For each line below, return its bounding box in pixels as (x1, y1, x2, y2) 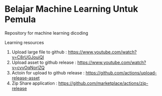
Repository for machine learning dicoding (4, 30, 89, 36)
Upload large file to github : (11, 49, 67, 55)
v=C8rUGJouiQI (11, 54, 44, 60)
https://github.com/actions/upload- (85, 70, 157, 75)
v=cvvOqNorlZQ (11, 65, 45, 71)
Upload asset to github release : (11, 59, 77, 65)
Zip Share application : (11, 80, 57, 86)
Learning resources (4, 39, 44, 45)
